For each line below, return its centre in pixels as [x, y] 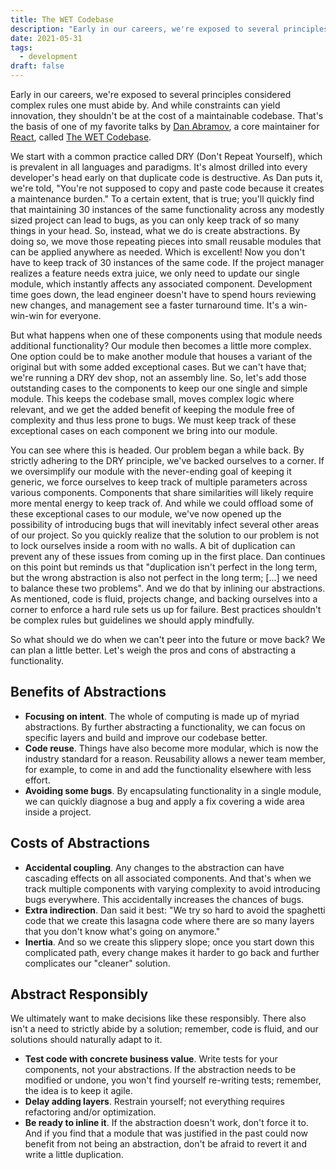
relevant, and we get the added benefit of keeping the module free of [153, 409]
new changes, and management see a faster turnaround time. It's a [148, 305]
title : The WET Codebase [62, 19]
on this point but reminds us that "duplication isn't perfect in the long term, [164, 567]
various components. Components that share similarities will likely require [162, 492]
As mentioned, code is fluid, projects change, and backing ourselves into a [164, 599]
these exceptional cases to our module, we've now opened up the [146, 514]
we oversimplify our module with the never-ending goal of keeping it [151, 471]
